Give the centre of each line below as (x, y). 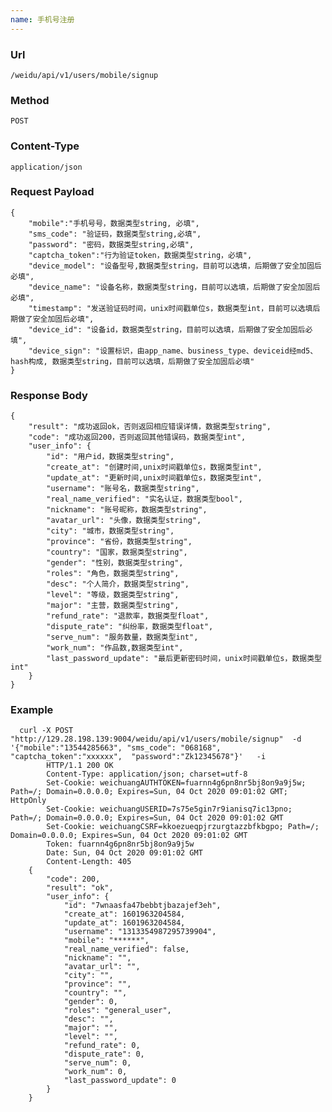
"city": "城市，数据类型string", (110, 531)
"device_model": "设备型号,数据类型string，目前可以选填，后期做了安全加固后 (175, 266)
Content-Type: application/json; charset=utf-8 (147, 774)
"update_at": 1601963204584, (124, 923)
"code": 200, (73, 879)
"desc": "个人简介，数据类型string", (118, 584)
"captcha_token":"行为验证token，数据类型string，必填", (140, 255)
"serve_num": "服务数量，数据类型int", (122, 637)
